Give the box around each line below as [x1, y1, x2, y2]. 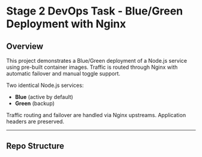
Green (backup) [14, 100, 55, 107]
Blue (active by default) [14, 94, 73, 100]
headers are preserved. [6, 118, 64, 125]
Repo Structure [6, 141, 64, 152]
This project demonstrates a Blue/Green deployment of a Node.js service [6, 57, 188, 64]
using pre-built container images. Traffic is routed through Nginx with [6, 63, 178, 71]
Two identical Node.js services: [6, 82, 84, 89]
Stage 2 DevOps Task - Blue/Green [6, 4, 183, 18]
